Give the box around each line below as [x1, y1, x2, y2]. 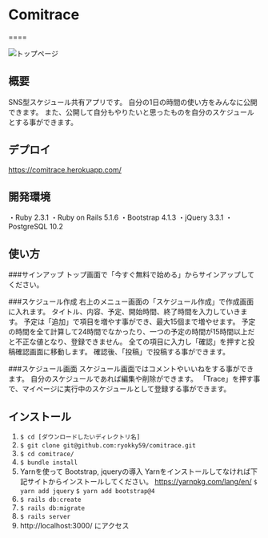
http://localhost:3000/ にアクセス [19, 521, 130, 530]
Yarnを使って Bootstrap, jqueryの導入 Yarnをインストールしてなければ [19, 467, 251, 476]
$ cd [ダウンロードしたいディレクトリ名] [19, 433, 141, 441]
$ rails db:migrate [19, 504, 86, 512]
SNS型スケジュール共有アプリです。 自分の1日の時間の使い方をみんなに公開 [8, 97, 258, 107]
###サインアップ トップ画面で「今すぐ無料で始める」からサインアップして [8, 270, 255, 280]
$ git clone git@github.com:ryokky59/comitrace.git [19, 442, 196, 450]
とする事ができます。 [8, 117, 78, 127]
